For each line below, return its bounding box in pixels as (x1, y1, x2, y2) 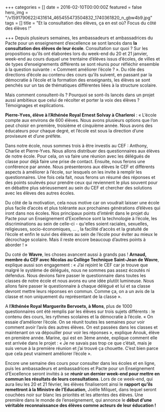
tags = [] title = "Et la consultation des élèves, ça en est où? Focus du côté (5, 20, 157, 26)
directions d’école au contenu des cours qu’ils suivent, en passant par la (5, 72, 152, 77)
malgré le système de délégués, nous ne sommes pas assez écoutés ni (5, 267, 150, 273)
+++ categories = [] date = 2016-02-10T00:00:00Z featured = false (5, 4, 142, 10)
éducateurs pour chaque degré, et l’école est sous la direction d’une (5, 128, 144, 133)
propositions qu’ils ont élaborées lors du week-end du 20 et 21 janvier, (5, 51, 148, 57)
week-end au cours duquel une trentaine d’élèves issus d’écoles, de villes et (5, 56, 160, 61)
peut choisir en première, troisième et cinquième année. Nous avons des (5, 122, 153, 128)
